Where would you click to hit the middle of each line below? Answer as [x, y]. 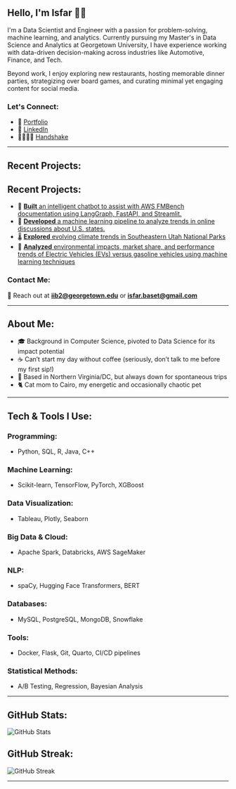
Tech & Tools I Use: [50, 416]
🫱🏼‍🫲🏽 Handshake [43, 137]
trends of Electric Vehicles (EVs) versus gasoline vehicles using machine [122, 255]
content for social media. [43, 88]
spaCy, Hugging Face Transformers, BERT [79, 586]
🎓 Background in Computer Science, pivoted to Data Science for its [116, 341]
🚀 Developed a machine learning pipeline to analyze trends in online [116, 222]
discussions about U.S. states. [61, 229]
